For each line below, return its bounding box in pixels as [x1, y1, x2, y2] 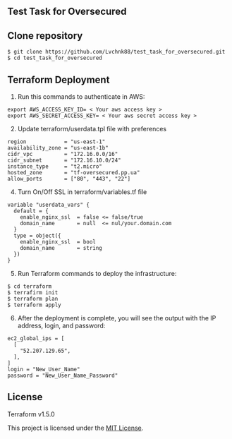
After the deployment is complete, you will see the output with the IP [17, 314, 216, 323]
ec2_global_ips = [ [7, 335, 65, 342]
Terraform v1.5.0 [7, 409, 55, 419]
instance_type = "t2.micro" [7, 163, 102, 170]
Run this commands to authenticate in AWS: [17, 92, 145, 101]
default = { [13, 208, 49, 215]
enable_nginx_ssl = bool [20, 239, 97, 246]
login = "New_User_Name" [7, 366, 80, 373]
